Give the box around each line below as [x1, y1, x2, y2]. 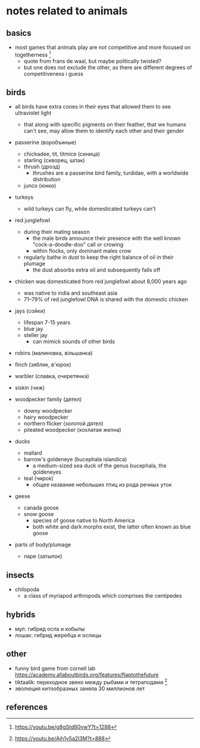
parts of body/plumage [14, 541, 71, 548]
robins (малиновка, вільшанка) [14, 350, 93, 357]
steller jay [23, 332, 48, 339]
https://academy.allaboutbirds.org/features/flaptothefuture [14, 671, 159, 678]
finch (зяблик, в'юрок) [14, 361, 71, 368]
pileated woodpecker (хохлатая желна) [23, 426, 121, 434]
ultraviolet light [14, 109, 52, 117]
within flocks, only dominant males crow [32, 248, 132, 255]
